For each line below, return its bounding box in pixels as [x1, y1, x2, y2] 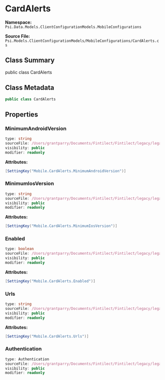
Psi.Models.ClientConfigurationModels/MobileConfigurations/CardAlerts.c [5, 38, 160, 43]
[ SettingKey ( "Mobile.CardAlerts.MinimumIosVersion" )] [5, 224, 118, 228]
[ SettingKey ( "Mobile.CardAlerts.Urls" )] [5, 334, 89, 339]
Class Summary [5, 56, 55, 65]
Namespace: [5, 19, 32, 25]
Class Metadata [5, 83, 55, 92]
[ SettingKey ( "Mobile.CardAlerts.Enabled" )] [5, 278, 96, 284]
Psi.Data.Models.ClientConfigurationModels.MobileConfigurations [5, 24, 141, 30]
